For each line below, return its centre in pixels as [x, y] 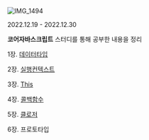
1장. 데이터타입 [28, 54]
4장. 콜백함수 [26, 99]
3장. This [20, 84]
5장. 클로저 [22, 114]
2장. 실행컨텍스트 [31, 69]
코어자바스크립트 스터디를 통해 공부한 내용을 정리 [75, 39]
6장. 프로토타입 [28, 129]
